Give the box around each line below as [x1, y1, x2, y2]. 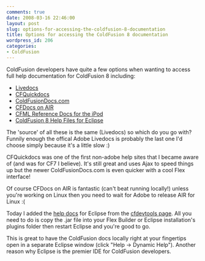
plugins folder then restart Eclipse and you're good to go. [6, 222, 151, 230]
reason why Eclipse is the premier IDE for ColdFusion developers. [6, 248, 171, 255]
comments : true [6, 9, 45, 15]
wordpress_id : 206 [6, 37, 53, 43]
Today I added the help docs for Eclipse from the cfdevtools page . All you [6, 210, 192, 217]
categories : [6, 43, 37, 50]
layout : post [6, 20, 40, 26]
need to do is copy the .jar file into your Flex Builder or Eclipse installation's [6, 216, 196, 224]
